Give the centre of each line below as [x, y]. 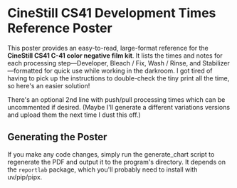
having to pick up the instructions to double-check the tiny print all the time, [118, 78]
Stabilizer [216, 63]
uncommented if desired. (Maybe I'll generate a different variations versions [118, 107]
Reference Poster [60, 28]
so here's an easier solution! [49, 85]
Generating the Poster [57, 137]
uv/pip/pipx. [25, 177]
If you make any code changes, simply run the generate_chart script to [111, 154]
